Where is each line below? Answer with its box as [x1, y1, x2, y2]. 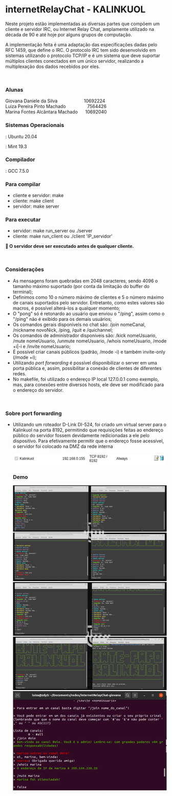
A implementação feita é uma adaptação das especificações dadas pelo [5, 41, 158, 47]
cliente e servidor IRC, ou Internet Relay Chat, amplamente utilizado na [5, 26, 155, 32]
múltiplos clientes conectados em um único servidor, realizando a [5, 58, 144, 64]
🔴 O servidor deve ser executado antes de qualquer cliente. [5, 243, 134, 249]
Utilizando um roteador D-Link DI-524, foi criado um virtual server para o [12, 422, 167, 428]
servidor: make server [12, 203, 59, 209]
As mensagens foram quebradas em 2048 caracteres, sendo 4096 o [12, 278, 158, 284]
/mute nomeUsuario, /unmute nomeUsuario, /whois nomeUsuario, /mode [12, 338, 167, 344]
